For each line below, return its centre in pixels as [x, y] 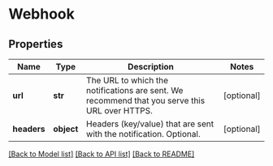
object [66, 129]
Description [151, 67]
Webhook [42, 14]
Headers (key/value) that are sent [150, 124]
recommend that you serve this [146, 100]
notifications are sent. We [135, 90]
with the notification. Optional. [143, 134]
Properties [36, 44]
